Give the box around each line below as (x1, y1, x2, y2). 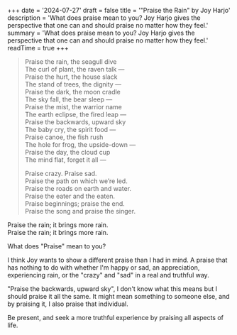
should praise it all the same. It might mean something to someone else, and (7, 292, 230, 300)
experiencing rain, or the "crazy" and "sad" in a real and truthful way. (7, 271, 209, 279)
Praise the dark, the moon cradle (24, 88, 121, 96)
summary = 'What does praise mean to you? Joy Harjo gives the (7, 28, 195, 37)
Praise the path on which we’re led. (24, 177, 128, 185)
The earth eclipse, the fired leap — (24, 110, 126, 119)
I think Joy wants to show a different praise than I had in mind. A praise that (7, 256, 228, 264)
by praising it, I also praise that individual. (7, 300, 129, 308)
